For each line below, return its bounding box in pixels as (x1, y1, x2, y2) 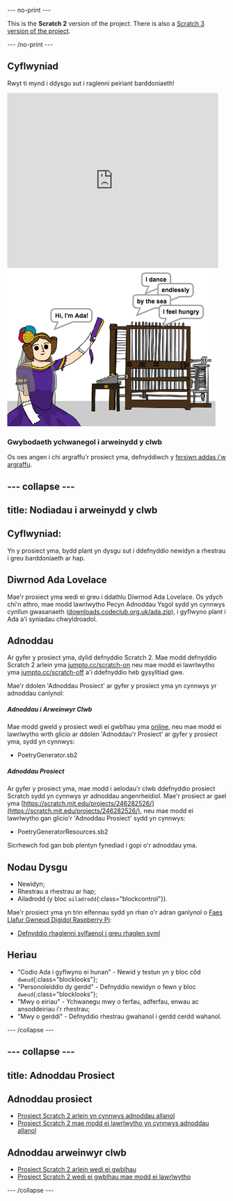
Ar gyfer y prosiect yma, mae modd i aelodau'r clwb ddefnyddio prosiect (7, 784, 216, 793)
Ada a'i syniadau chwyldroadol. (7, 615, 97, 623)
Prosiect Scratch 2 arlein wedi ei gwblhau (17, 1165, 137, 1174)
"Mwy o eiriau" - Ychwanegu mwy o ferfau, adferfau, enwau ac (17, 997, 200, 1006)
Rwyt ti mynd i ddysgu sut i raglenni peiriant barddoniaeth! (7, 79, 175, 87)
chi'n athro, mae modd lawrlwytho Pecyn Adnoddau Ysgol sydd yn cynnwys (7, 599, 225, 609)
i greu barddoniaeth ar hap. (7, 553, 86, 562)
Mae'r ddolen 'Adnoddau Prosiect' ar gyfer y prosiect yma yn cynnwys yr (7, 682, 217, 690)
